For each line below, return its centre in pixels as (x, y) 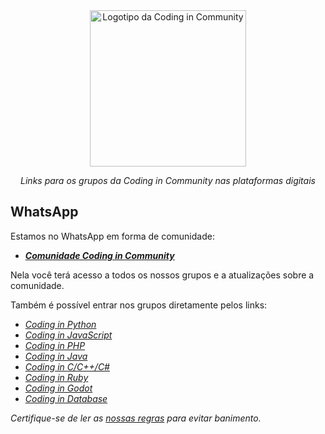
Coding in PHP (55, 345)
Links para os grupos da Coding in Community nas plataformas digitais (168, 180)
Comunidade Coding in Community (99, 255)
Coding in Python (60, 324)
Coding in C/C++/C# (67, 366)
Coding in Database (66, 398)
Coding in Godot (58, 388)
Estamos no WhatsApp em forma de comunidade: (112, 236)
